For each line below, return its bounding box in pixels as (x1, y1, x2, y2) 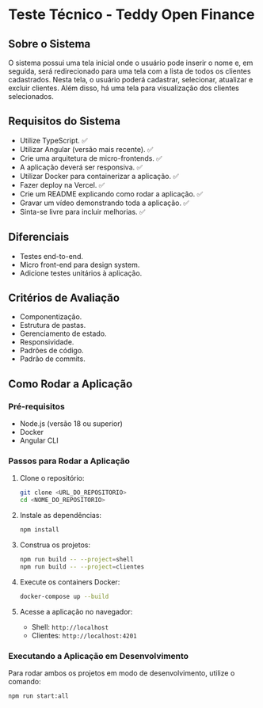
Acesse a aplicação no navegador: (19, 607, 133, 616)
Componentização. (19, 312, 82, 322)
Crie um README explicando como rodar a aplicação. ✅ (19, 188, 204, 199)
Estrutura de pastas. (19, 321, 86, 330)
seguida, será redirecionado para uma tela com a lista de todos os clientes (8, 67, 251, 76)
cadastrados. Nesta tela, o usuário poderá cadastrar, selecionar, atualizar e (8, 75, 253, 84)
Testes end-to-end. (19, 251, 83, 261)
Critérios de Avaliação (8, 291, 120, 305)
